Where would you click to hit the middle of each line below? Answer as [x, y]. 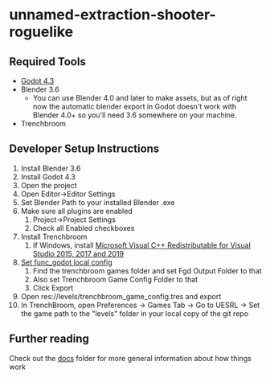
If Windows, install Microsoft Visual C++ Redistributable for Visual [142, 245]
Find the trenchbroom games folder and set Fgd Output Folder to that [147, 270]
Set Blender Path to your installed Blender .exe [98, 202]
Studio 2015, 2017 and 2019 [78, 253]
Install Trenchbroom [54, 236]
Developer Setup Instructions [84, 149]
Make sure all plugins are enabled [76, 211]
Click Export [53, 288]
